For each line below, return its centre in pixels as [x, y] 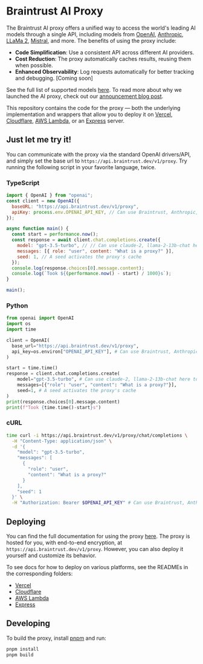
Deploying [26, 522]
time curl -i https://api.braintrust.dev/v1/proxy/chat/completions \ [97, 435]
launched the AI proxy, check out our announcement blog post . [85, 96]
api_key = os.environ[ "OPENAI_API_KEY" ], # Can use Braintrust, [92, 352]
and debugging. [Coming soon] [54, 78]
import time [21, 330]
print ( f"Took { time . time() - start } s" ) [54, 407]
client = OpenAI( [28, 340]
